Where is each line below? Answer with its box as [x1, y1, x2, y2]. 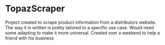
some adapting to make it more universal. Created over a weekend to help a [5, 30, 160, 36]
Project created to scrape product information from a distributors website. [5, 19, 157, 25]
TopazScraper [5, 3, 65, 14]
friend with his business [5, 35, 54, 41]
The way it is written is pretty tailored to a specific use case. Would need [5, 24, 154, 30]
